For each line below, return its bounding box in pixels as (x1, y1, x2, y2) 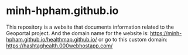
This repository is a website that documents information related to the (6, 23, 175, 30)
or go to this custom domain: (98, 36, 168, 43)
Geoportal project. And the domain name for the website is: (6, 29, 149, 36)
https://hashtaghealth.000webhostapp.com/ (6, 42, 113, 49)
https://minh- (150, 29, 182, 36)
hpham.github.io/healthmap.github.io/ (6, 36, 98, 43)
